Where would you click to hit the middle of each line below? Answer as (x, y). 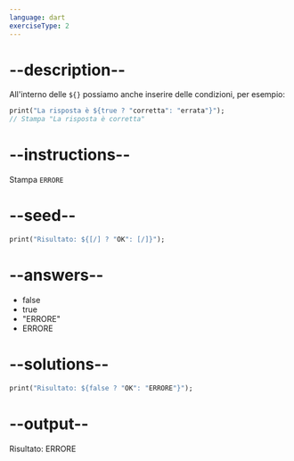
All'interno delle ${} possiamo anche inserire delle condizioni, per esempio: (147, 95)
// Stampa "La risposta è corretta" (77, 119)
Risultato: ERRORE (43, 449)
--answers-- (57, 275)
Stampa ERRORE (37, 180)
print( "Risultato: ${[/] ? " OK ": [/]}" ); (87, 240)
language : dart (37, 17)
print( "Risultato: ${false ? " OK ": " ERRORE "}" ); (101, 388)
